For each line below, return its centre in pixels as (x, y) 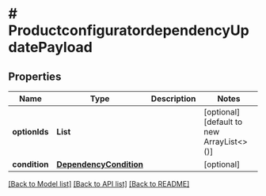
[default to (223, 122)
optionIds (30, 132)
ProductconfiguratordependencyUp (129, 30)
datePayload (50, 47)
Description (173, 98)
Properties (35, 76)
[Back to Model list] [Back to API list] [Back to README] (99, 184)
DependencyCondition (100, 164)
